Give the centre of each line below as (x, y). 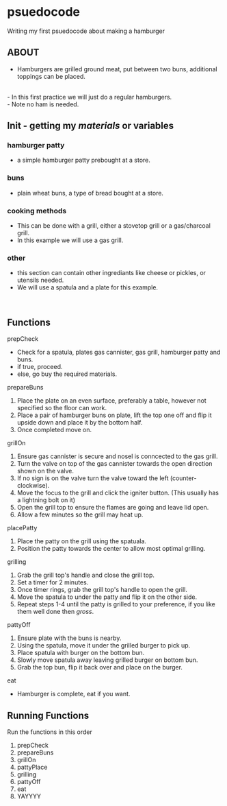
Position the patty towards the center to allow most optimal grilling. (111, 549)
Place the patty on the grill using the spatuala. (82, 541)
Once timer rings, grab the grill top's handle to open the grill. (102, 590)
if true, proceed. (40, 367)
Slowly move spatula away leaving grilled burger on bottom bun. (107, 660)
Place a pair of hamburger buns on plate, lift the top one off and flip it (114, 415)
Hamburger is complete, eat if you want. (74, 694)
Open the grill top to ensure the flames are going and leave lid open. (113, 508)
